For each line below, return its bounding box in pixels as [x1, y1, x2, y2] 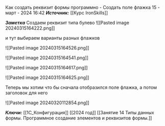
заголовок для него [5, 90, 48, 96]
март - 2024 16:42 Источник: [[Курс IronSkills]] [5, 10, 108, 16]
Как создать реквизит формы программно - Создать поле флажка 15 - [5, 5, 160, 10]
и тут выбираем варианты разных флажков [5, 35, 100, 41]
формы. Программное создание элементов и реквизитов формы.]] [5, 115, 152, 121]
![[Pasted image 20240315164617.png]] [5, 65, 88, 70]
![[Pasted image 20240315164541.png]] [5, 55, 88, 61]
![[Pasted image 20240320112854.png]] [5, 99, 89, 106]
